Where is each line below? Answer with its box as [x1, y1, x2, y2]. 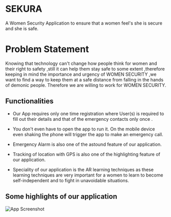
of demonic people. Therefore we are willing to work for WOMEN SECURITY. [5, 82, 166, 88]
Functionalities [5, 97, 54, 105]
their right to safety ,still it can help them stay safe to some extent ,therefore [5, 66, 165, 72]
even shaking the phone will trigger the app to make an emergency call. [12, 131, 163, 137]
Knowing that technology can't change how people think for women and [5, 60, 157, 67]
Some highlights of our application [5, 192, 117, 201]
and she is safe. [5, 25, 39, 31]
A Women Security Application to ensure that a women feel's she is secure [5, 20, 162, 26]
